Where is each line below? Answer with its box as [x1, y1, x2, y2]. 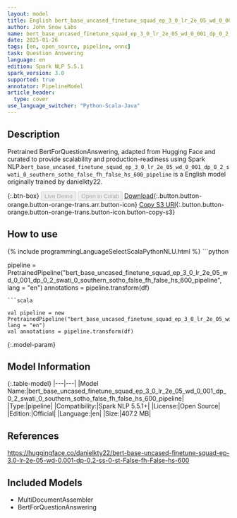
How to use [7, 228, 58, 240]
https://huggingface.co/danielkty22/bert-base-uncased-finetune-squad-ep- [7, 449, 230, 457]
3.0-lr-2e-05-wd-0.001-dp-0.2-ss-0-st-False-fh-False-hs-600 [7, 457, 190, 465]
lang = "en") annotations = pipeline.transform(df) [7, 283, 150, 292]
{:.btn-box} [7, 192, 40, 200]
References [7, 430, 59, 442]
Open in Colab [80, 192, 119, 200]
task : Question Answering [7, 50, 83, 57]
